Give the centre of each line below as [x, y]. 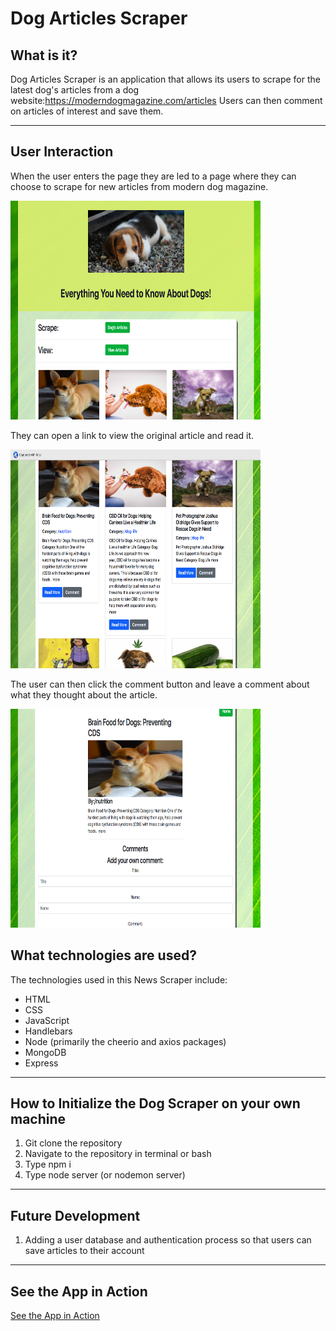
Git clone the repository [73, 1143]
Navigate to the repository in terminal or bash [118, 1154]
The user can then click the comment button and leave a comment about [160, 684]
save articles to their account [84, 1251]
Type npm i [48, 1164]
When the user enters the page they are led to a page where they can [153, 176]
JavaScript [47, 1020]
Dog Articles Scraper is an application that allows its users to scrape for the [165, 79]
